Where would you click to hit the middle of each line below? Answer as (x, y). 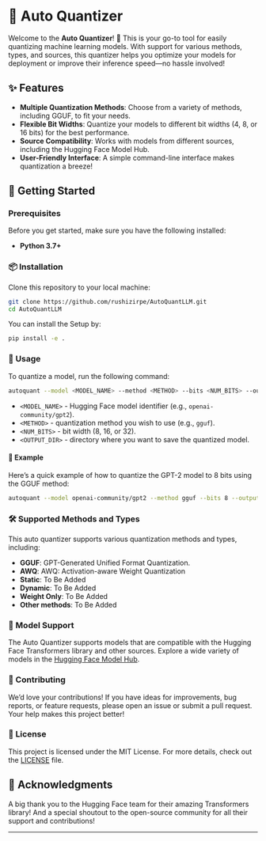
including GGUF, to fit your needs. (75, 116)
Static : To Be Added (53, 579)
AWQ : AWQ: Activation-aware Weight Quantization (103, 571)
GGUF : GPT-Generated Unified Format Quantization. (105, 563)
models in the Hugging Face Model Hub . (74, 659)
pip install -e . (37, 339)
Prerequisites (34, 214)
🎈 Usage (25, 359)
